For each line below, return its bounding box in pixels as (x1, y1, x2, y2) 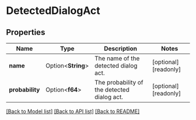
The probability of (94, 79, 144, 86)
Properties (6, 27, 45, 37)
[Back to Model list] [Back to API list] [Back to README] (6, 108, 140, 115)
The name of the (94, 54, 140, 62)
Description (104, 45, 137, 52)
